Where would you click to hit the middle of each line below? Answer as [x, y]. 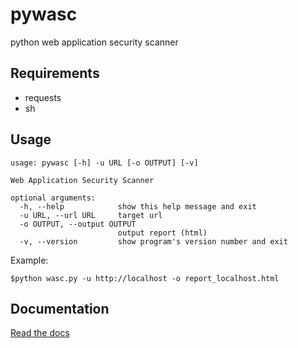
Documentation [60, 308]
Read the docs [40, 333]
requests [43, 97]
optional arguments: [53, 198]
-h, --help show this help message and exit [138, 206]
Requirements [55, 73]
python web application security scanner [94, 42]
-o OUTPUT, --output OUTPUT [78, 224]
